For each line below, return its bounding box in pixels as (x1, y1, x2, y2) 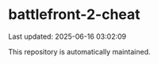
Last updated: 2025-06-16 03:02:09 (8, 32, 127, 41)
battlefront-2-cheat (8, 6, 141, 24)
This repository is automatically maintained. (8, 47, 151, 56)
